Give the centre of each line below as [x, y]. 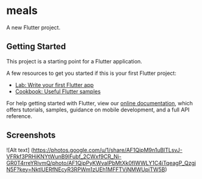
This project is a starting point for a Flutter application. [74, 61]
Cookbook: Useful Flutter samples [58, 91]
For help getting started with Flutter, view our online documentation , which [100, 103]
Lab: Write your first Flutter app [54, 85]
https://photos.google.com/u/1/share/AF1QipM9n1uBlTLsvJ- [107, 150]
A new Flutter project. [33, 27]
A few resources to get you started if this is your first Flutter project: [91, 73]
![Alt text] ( [20, 150]
